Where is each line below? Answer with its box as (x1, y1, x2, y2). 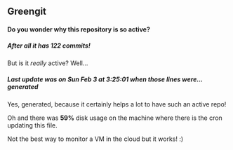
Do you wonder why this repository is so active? (7, 25, 151, 34)
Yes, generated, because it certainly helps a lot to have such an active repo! (7, 100, 227, 108)
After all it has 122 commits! (7, 41, 91, 50)
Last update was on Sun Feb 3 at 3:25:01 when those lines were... (7, 75, 204, 83)
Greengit (7, 6, 47, 18)
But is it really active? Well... (7, 59, 88, 67)
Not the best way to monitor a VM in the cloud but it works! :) (7, 135, 184, 143)
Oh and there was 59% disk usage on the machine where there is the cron (7, 114, 222, 122)
